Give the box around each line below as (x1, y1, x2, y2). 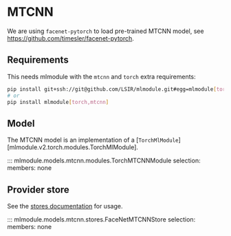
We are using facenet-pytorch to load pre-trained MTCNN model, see (7, 27, 204, 35)
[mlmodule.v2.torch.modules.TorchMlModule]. (7, 143, 139, 151)
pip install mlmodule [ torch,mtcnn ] (7, 98, 109, 105)
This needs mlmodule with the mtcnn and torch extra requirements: (7, 72, 196, 81)
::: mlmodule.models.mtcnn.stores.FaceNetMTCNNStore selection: (7, 215, 196, 224)
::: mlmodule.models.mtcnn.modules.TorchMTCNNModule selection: (7, 156, 201, 165)
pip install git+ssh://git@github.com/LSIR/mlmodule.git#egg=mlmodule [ (7, 85, 217, 93)
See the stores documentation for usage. (7, 202, 123, 210)
